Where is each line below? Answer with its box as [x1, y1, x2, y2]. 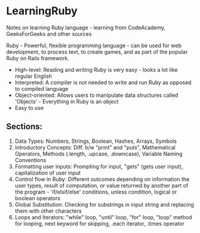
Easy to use [14, 104, 44, 111]
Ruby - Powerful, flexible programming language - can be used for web [6, 42, 182, 49]
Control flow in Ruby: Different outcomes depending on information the [14, 175, 190, 183]
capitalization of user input [14, 169, 81, 176]
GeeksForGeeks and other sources [6, 30, 92, 37]
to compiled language [14, 85, 69, 92]
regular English [14, 72, 53, 79]
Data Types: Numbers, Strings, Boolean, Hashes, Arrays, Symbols [14, 137, 177, 145]
